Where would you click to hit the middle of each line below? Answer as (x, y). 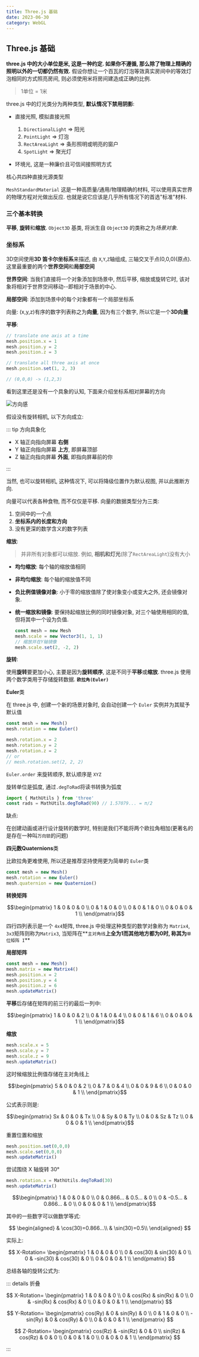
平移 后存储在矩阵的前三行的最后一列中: (54, 1003)
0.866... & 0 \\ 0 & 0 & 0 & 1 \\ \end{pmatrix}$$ (100, 1204)
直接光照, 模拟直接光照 (42, 117)
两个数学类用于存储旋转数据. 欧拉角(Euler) (57, 680)
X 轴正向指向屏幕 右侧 (42, 442)
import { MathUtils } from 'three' (50, 798)
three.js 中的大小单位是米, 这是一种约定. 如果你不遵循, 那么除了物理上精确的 (99, 64)
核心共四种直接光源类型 (35, 177)
